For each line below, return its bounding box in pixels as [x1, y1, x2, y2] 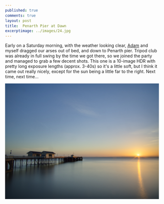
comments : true [5, 13, 36, 18]
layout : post [5, 18, 32, 23]
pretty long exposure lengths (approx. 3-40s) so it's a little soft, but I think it [5, 64, 158, 69]
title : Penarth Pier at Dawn [5, 23, 67, 28]
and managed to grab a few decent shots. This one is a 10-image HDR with [5, 58, 156, 64]
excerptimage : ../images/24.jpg [5, 28, 71, 34]
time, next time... [5, 74, 39, 80]
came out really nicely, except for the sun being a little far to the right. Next [5, 68, 156, 74]
